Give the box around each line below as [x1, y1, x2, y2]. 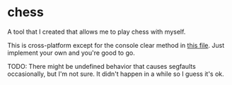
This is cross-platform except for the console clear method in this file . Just [7, 41, 225, 49]
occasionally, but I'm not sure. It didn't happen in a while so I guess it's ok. [7, 70, 224, 78]
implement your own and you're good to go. [7, 48, 136, 57]
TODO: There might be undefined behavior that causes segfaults [7, 62, 196, 70]
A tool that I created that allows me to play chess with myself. [7, 27, 186, 36]
